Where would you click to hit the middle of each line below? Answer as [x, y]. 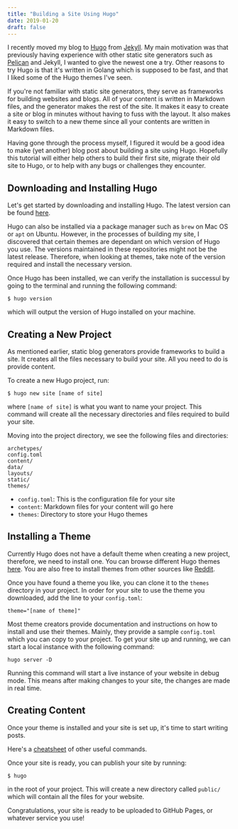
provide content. [31, 366]
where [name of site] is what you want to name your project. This [105, 407]
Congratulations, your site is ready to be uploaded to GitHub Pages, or [110, 810]
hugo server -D [30, 660]
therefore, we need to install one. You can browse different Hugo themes [114, 561]
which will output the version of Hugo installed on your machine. [102, 312]
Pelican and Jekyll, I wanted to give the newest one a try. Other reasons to [116, 63]
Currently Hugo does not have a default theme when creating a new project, [119, 554]
